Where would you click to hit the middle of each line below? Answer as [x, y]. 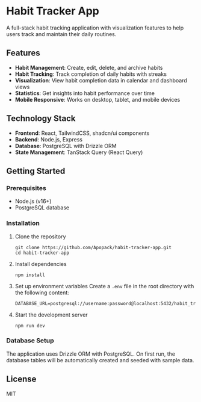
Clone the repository [40, 237]
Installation [23, 223]
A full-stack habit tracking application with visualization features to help [95, 28]
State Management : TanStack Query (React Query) [79, 152]
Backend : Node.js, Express [49, 139]
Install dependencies [41, 264]
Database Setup [30, 341]
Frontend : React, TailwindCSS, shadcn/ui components [82, 133]
